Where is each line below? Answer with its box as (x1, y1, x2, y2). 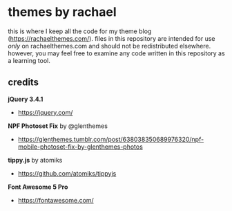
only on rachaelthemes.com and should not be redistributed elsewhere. (8, 42, 211, 50)
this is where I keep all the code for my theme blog (8, 27, 152, 35)
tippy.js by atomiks (8, 156, 63, 164)
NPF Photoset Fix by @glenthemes (8, 122, 108, 130)
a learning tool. (8, 56, 50, 64)
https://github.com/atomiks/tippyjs (17, 169, 117, 177)
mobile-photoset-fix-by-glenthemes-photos (17, 143, 144, 151)
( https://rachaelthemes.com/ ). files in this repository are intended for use (8, 34, 216, 42)
